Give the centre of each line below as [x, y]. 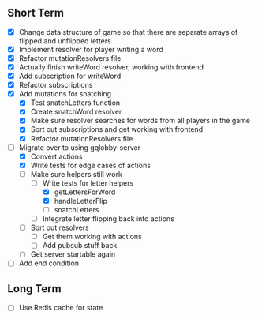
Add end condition [49, 263]
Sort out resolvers [60, 227]
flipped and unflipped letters [65, 41]
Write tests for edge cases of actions [91, 165]
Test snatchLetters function [75, 103]
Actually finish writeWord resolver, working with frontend [111, 67]
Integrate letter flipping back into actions [108, 219]
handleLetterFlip [81, 201]
